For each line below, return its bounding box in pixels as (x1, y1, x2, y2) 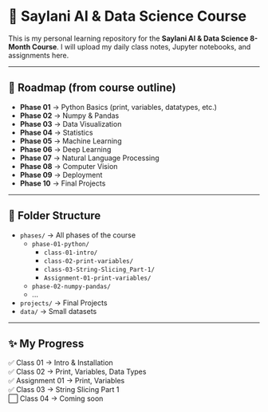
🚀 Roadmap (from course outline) (8, 81, 177, 95)
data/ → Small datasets (19, 306, 97, 316)
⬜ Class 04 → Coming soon (8, 394, 104, 403)
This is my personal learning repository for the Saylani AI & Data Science (8, 33, 249, 43)
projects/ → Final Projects (19, 298, 108, 308)
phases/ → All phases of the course (19, 230, 136, 240)
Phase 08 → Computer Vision (19, 161, 118, 171)
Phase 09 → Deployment (19, 170, 103, 179)
